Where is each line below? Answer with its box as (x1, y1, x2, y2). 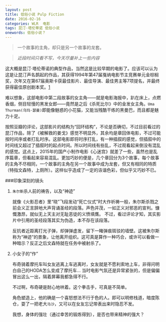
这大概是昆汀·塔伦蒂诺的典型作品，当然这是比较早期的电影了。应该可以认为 (5, 65, 158, 71)
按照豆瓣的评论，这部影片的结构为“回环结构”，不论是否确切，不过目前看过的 (5, 124, 161, 129)
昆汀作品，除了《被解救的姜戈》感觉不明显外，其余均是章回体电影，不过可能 (5, 130, 161, 136)
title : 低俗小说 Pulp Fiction (5, 12, 64, 17)
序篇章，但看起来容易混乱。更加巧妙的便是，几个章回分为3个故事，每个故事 (5, 155, 160, 161)
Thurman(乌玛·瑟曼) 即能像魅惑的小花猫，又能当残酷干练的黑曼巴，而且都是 (5, 107, 155, 113)
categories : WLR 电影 (5, 21, 50, 26)
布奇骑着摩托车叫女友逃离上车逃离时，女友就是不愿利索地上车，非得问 (12, 261, 156, 267)
